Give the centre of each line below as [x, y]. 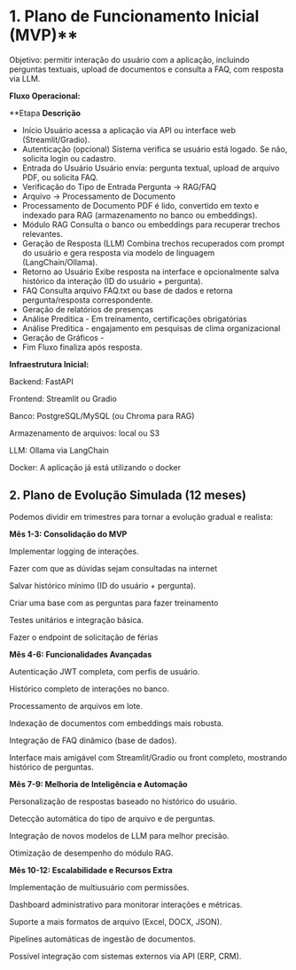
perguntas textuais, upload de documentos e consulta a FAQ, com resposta [146, 69]
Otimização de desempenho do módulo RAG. [91, 853]
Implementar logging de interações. [74, 551]
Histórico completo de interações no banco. [90, 689]
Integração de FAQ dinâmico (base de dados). [93, 740]
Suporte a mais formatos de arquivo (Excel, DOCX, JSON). [116, 921]
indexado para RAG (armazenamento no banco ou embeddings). [140, 215]
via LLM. [25, 78]
